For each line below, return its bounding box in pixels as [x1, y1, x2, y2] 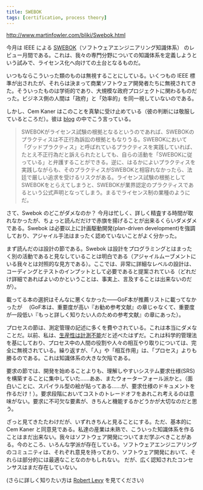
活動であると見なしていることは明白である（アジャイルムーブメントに [22, 253, 196, 260]
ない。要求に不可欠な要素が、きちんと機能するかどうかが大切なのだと [16, 397, 192, 404]
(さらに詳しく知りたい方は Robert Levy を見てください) [6, 476, 144, 483]
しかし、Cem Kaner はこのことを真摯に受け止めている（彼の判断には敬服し [6, 107, 195, 115]
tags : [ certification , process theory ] [6, 15, 107, 21]
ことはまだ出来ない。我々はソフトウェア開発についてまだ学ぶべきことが [6, 433, 187, 440]
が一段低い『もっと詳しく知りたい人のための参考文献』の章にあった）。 [6, 311, 184, 318]
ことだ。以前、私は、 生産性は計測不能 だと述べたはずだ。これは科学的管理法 [6, 332, 198, 339]
